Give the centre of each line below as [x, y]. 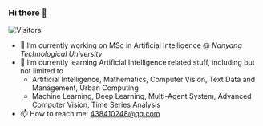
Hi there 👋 [28, 13]
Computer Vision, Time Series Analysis [96, 105]
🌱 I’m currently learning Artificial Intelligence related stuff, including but [137, 62]
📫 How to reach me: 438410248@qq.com [90, 114]
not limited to [42, 71]
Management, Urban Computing [85, 88]
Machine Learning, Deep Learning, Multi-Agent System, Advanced [142, 96]
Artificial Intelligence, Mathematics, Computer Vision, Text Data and [144, 80]
